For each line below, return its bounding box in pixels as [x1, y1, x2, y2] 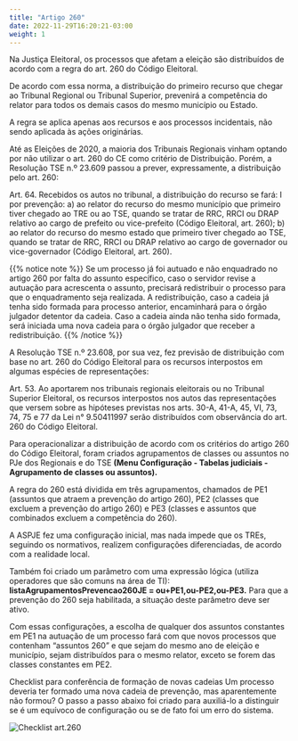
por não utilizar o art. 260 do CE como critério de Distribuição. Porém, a [9, 153, 272, 164]
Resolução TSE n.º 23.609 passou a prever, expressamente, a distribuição [9, 162, 282, 174]
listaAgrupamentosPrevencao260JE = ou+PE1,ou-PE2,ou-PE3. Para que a [9, 585, 289, 596]
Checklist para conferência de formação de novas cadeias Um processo [9, 677, 275, 687]
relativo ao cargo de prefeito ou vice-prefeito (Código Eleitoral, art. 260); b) [9, 218, 286, 228]
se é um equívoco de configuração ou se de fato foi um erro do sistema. [9, 705, 274, 716]
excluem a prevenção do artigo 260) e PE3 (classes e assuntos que [9, 503, 257, 514]
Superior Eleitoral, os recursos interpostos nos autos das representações [9, 393, 278, 404]
